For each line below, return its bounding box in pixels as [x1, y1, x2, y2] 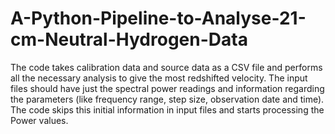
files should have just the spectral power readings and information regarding [10, 82, 325, 94]
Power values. [10, 114, 69, 126]
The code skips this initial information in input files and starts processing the [10, 103, 325, 116]
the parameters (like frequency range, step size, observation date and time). [10, 93, 325, 105]
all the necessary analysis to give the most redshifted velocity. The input [10, 72, 308, 84]
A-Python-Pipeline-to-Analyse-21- [10, 7, 307, 30]
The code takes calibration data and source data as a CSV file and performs [10, 61, 323, 73]
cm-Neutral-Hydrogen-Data [10, 28, 248, 51]
